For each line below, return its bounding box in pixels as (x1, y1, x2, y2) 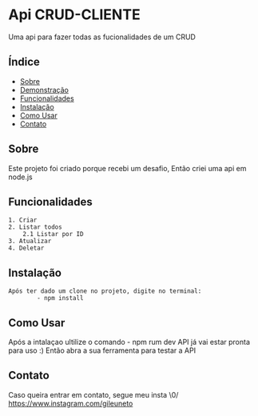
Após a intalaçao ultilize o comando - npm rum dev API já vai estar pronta (8, 338, 250, 346)
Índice (8, 55, 40, 69)
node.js (8, 172, 34, 182)
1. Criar (8, 216, 38, 225)
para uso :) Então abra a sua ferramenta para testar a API (8, 346, 196, 355)
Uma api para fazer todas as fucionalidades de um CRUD (8, 32, 196, 42)
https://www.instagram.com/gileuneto (8, 398, 133, 408)
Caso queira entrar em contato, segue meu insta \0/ (8, 390, 179, 399)
